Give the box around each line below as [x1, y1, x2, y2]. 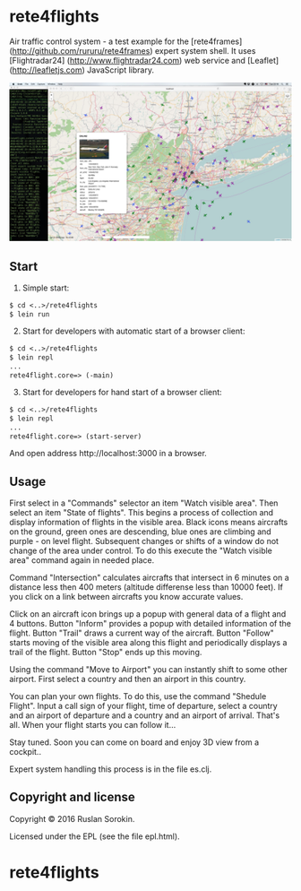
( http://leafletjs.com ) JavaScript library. [9, 65, 155, 75]
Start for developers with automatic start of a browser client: [21, 325, 245, 337]
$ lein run [9, 310, 50, 319]
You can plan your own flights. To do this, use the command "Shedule [9, 691, 267, 702]
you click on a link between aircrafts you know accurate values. [9, 592, 244, 602]
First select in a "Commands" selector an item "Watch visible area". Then [9, 497, 279, 508]
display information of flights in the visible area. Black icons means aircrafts [9, 517, 288, 528]
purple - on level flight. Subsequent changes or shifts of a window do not [9, 536, 279, 547]
